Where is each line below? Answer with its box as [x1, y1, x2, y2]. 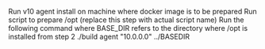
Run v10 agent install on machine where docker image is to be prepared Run [8, 7, 257, 16]
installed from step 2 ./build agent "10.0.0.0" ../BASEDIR [8, 32, 190, 41]
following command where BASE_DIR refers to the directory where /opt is [8, 24, 248, 32]
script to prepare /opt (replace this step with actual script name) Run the [8, 15, 244, 24]
